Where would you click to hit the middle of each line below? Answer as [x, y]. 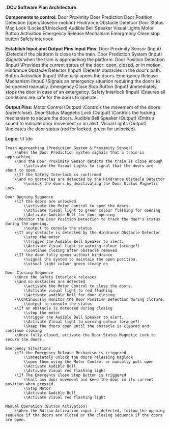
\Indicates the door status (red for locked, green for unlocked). [71, 129]
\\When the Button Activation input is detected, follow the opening [90, 411]
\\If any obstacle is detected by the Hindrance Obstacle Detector [87, 233]
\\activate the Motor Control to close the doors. [78, 286]
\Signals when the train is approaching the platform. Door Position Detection [85, 60]
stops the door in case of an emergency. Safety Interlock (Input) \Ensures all [85, 92]
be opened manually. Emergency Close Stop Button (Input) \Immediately [81, 87]
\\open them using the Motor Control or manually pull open [89, 362]
